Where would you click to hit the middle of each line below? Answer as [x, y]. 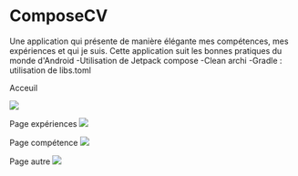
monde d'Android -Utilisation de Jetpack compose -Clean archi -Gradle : [146, 60]
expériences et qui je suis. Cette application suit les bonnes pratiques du [146, 50]
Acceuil [24, 88]
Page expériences [43, 123]
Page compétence [44, 142]
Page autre [30, 161]
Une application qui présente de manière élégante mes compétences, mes [149, 41]
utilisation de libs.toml [50, 70]
